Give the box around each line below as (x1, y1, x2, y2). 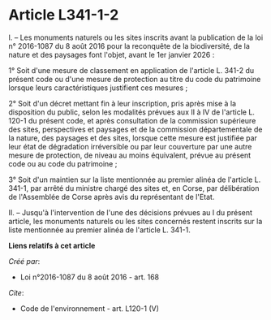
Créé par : (8, 256, 41, 266)
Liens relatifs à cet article (8, 240, 96, 250)
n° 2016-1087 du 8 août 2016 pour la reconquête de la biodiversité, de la (8, 41, 250, 50)
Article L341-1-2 (8, 6, 119, 24)
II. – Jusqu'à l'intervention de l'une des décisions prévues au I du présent (8, 207, 253, 217)
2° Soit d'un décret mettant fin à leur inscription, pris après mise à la (8, 98, 237, 108)
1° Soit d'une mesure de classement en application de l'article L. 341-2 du (8, 65, 255, 75)
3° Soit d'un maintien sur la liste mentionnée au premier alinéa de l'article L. (8, 175, 261, 184)
